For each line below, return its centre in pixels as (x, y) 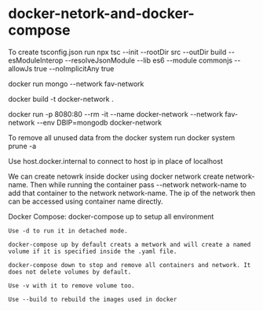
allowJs (20, 68)
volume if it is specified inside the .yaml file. (93, 251)
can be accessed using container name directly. (86, 201)
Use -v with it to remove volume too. (71, 286)
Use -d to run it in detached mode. (68, 231)
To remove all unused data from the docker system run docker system (122, 137)
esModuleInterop (36, 60)
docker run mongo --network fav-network (76, 84)
